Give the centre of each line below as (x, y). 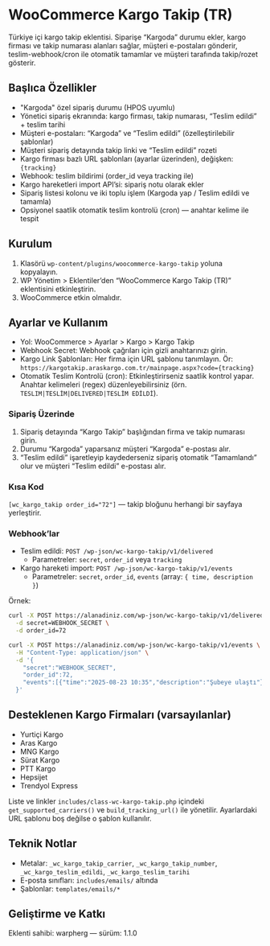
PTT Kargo (38, 768)
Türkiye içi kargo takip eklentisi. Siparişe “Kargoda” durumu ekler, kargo (127, 37)
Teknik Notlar (43, 843)
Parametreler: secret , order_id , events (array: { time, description (142, 577)
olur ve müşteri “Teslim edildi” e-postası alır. (93, 466)
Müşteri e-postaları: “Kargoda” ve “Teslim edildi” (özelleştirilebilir (127, 133)
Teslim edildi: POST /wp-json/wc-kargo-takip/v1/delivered (117, 551)
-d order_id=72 (41, 631)
